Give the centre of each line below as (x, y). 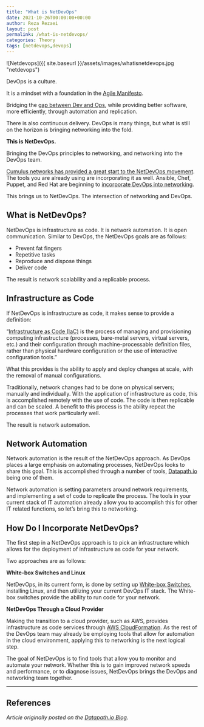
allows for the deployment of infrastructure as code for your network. (93, 549)
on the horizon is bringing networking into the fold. (70, 129)
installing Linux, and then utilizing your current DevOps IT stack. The (92, 591)
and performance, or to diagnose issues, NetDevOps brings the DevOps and (102, 672)
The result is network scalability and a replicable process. (78, 279)
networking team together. (39, 678)
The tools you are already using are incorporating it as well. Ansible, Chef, (99, 177)
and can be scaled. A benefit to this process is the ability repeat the (91, 406)
